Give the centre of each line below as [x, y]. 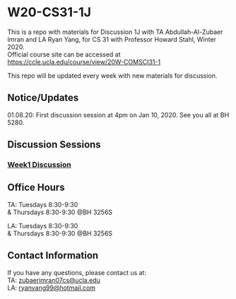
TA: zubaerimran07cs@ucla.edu [54, 280]
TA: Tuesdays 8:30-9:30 [43, 204]
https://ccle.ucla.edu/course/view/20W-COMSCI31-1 [84, 61]
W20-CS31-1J [49, 12]
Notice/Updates [43, 98]
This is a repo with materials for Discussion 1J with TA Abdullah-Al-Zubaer [115, 32]
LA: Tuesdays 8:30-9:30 [43, 225]
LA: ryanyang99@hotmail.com [52, 288]
